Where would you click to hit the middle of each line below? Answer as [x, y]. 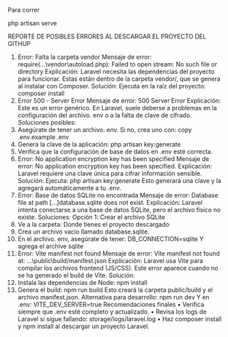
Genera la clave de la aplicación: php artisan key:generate [99, 144]
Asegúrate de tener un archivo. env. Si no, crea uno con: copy [105, 130]
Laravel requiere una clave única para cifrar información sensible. [110, 173]
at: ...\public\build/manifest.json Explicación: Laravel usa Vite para [110, 261]
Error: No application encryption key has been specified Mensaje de [113, 159]
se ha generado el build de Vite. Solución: [76, 275]
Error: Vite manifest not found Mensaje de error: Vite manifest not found [119, 253]
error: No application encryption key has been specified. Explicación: [115, 166]
